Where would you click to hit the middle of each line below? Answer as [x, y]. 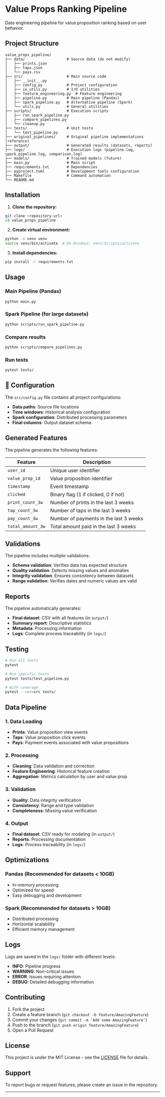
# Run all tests [22, 661]
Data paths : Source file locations [46, 407]
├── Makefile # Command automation [58, 175]
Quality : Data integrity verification [47, 800]
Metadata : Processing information [47, 628]
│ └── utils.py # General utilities [57, 106]
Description [97, 462]
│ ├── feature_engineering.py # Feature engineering [63, 94]
